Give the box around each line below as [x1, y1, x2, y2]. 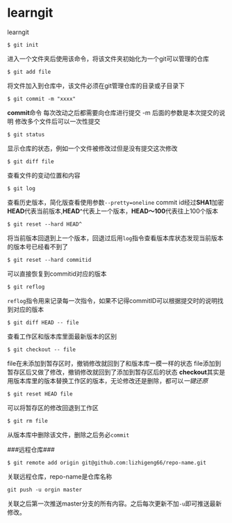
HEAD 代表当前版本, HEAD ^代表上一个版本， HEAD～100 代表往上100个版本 [7, 207, 219, 215]
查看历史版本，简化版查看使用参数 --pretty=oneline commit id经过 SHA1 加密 [7, 198, 224, 206]
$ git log [7, 185, 36, 192]
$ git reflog [7, 283, 45, 290]
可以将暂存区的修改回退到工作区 [7, 403, 99, 412]
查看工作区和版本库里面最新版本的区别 [7, 332, 117, 341]
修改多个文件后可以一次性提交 [15, 117, 101, 125]
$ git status [7, 131, 45, 138]
